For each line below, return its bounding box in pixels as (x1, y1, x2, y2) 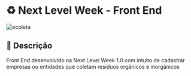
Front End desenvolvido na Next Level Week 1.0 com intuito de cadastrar (6, 56, 185, 63)
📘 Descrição (6, 41, 53, 51)
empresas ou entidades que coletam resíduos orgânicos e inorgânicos (6, 63, 180, 70)
